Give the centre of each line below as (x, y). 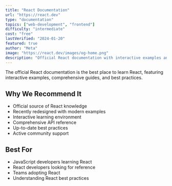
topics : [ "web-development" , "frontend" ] (50, 24)
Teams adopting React (36, 173)
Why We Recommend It (44, 94)
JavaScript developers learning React (52, 162)
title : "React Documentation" (38, 10)
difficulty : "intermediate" (35, 29)
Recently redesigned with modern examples (59, 112)
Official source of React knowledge (50, 106)
